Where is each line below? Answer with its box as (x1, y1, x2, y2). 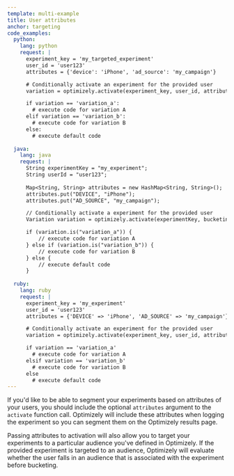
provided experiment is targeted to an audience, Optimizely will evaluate (7, 446, 214, 454)
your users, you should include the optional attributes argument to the (7, 403, 212, 411)
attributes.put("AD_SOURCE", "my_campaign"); (25, 197, 160, 204)
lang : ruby (19, 287, 52, 294)
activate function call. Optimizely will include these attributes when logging (7, 411, 225, 419)
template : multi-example (7, 10, 79, 17)
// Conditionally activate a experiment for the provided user (25, 209, 214, 216)
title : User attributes (7, 17, 77, 24)
